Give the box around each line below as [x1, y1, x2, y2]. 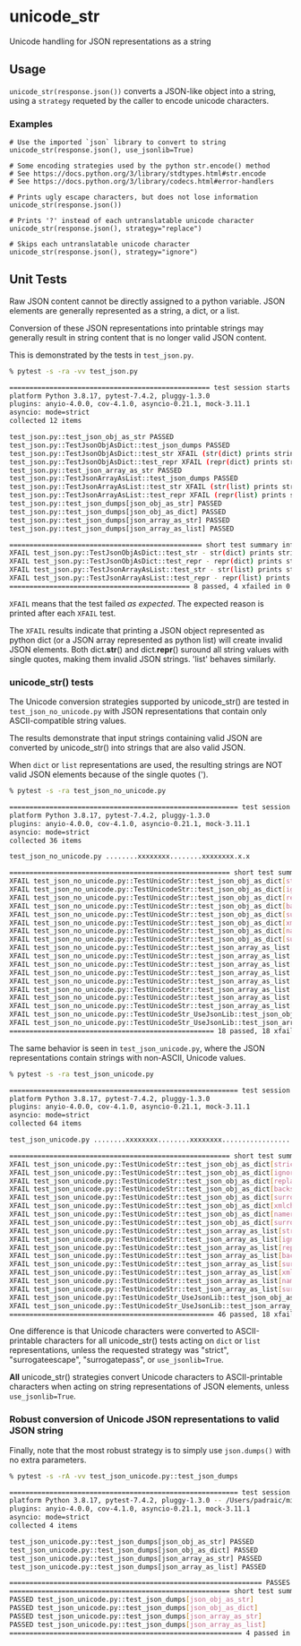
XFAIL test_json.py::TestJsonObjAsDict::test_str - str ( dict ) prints [9, 548, 275, 557]
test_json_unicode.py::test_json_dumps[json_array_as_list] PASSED [9, 1562, 267, 1572]
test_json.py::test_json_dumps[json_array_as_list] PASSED [9, 524, 235, 533]
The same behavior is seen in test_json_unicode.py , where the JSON [9, 1042, 266, 1054]
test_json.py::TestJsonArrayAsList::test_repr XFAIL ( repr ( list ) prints [9, 491, 287, 500]
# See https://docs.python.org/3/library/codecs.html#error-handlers [9, 177, 275, 186]
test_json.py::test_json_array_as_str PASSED [9, 466, 182, 475]
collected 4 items [9, 1521, 78, 1530]
